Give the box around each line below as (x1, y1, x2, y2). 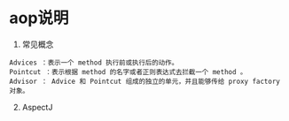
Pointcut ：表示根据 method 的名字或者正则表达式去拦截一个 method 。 (9, 67, 247, 76)
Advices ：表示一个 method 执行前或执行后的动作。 (9, 58, 179, 67)
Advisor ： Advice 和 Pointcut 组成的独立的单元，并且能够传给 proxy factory (9, 77, 281, 86)
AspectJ (21, 102, 53, 112)
